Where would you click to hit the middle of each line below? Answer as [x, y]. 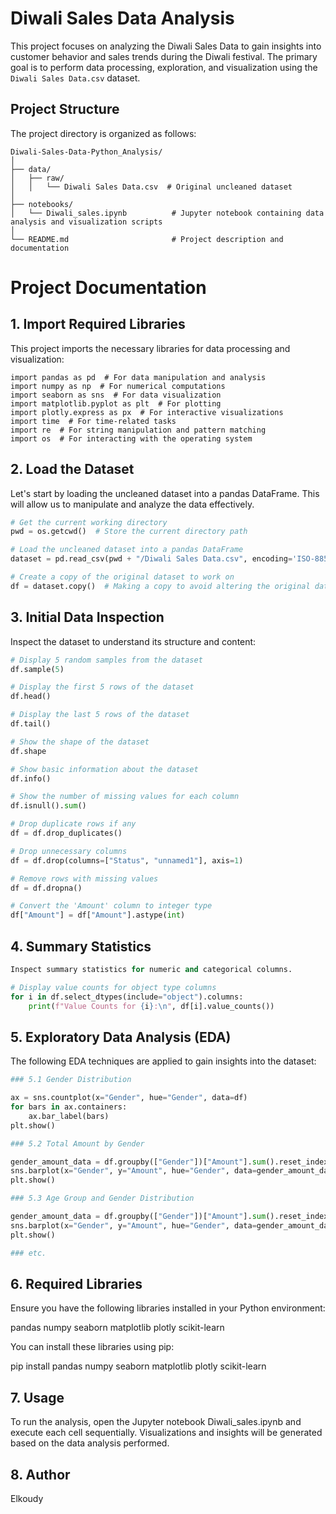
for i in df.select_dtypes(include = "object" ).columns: [127, 997]
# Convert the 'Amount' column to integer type [111, 906]
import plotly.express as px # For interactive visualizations [147, 412]
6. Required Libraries [76, 1283]
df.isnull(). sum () [48, 806]
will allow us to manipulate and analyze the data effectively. [132, 504]
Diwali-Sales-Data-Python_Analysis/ [86, 152]
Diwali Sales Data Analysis [122, 18]
